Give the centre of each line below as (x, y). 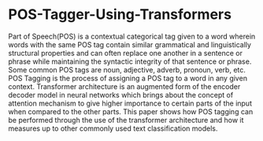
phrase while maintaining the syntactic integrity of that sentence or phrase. (130, 61)
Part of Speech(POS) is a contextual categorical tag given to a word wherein (132, 36)
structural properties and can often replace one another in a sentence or (125, 53)
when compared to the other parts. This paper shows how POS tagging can (131, 111)
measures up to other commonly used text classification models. (113, 128)
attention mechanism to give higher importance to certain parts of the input (130, 103)
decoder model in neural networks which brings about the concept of (121, 95)
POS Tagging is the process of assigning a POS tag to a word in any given (128, 78)
